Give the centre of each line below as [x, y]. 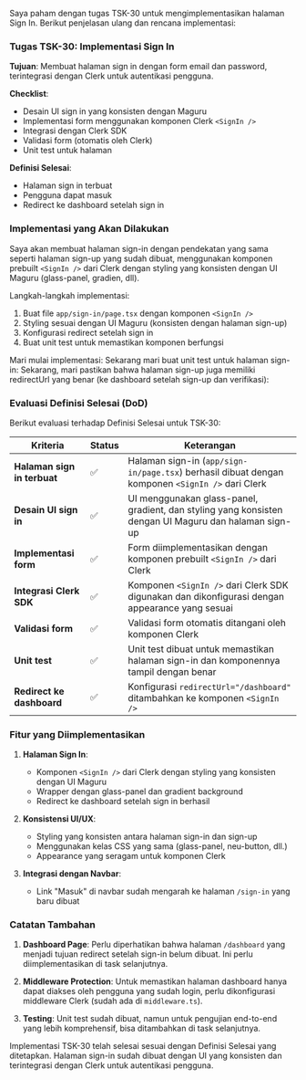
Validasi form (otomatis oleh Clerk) [87, 141]
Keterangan [210, 445]
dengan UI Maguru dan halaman [197, 521]
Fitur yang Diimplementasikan [77, 734]
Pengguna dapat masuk [67, 195]
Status [105, 445]
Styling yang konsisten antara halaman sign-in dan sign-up [147, 837]
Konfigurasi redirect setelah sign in [88, 332]
